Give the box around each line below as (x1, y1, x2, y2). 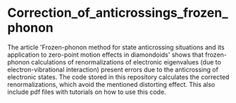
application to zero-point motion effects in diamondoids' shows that (7, 50, 204, 59)
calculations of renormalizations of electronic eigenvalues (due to (31, 57, 222, 66)
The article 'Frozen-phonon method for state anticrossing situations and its (7, 43, 225, 51)
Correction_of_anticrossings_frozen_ (7, 5, 228, 21)
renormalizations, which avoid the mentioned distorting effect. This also (7, 80, 216, 88)
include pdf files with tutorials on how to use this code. (7, 88, 167, 96)
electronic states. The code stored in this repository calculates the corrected (7, 72, 230, 81)
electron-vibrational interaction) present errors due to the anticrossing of (7, 65, 218, 74)
